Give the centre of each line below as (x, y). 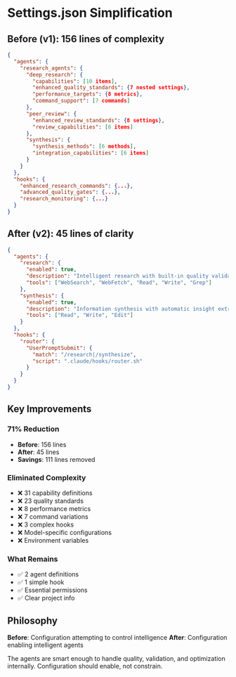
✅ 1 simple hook (41, 582)
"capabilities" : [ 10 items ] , (75, 81)
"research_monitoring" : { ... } (64, 199)
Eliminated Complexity (47, 477)
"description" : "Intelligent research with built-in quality (117, 276)
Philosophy (33, 620)
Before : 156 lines (42, 444)
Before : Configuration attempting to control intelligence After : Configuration (117, 638)
